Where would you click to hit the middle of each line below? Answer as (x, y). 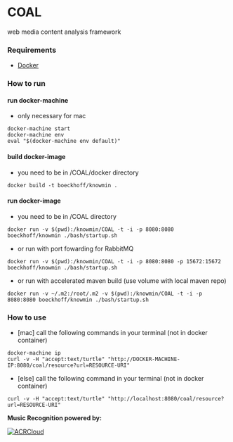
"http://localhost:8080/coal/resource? (166, 399)
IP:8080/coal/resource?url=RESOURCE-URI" (69, 366)
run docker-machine (38, 100)
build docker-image (36, 156)
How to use (27, 317)
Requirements (32, 50)
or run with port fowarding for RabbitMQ (75, 248)
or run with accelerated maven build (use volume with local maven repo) (122, 280)
